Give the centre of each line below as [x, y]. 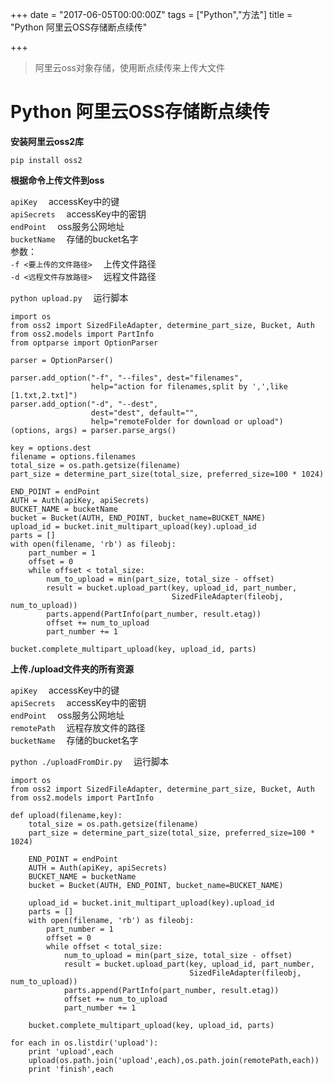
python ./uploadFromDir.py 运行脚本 [89, 761]
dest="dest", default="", [144, 413]
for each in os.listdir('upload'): [84, 1043]
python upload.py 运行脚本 [69, 297]
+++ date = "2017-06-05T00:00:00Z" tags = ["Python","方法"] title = [151, 14]
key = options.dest [51, 448]
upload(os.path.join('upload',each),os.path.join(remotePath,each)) [174, 1060]
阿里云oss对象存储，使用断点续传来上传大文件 [129, 67]
